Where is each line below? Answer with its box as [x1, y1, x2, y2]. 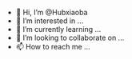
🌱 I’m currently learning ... [15, 25, 102, 33]
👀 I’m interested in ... [15, 16, 84, 26]
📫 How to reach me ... [15, 42, 90, 51]
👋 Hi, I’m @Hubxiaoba [15, 8, 88, 17]
